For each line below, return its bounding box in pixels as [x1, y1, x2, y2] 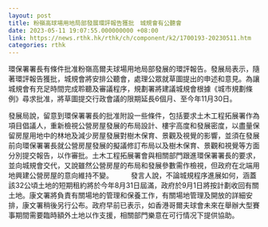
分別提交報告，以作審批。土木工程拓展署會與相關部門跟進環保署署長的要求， [8, 151, 260, 160]
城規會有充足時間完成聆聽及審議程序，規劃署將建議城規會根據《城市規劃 [8, 84, 246, 94]
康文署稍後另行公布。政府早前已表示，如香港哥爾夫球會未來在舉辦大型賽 [22, 201, 260, 210]
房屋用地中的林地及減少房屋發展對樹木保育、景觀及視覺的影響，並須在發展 [14, 131, 260, 140]
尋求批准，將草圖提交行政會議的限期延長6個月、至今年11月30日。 [22, 94, 237, 104]
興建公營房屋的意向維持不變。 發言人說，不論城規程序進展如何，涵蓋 [14, 170, 257, 180]
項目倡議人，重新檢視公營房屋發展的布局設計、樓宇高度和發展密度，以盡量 [8, 121, 253, 131]
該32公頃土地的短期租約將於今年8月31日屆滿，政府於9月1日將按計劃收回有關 [8, 181, 259, 190]
